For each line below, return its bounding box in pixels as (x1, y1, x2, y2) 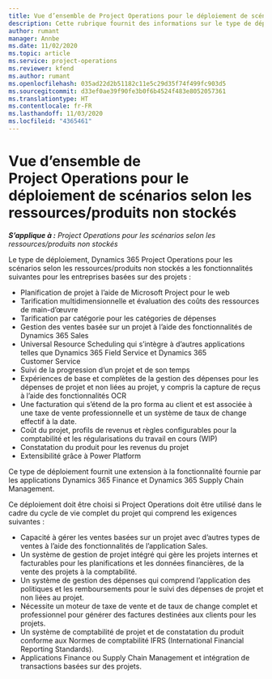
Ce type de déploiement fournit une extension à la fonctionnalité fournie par (8, 466, 261, 476)
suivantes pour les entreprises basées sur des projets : (8, 272, 192, 282)
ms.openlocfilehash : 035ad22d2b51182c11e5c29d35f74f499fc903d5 (8, 79, 227, 87)
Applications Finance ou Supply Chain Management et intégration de (19, 652, 250, 662)
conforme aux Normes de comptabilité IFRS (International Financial (19, 635, 244, 645)
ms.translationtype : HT (8, 95, 89, 103)
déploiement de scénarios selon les (8, 187, 253, 205)
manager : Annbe (8, 34, 60, 43)
